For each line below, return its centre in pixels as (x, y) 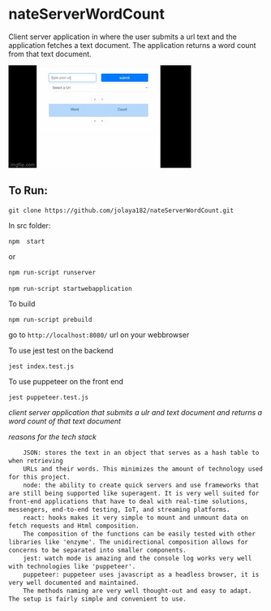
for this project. (39, 477)
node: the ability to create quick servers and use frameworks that (141, 485)
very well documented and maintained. (74, 583)
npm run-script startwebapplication (70, 288)
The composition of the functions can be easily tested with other (139, 534)
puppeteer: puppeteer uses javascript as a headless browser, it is (141, 574)
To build (22, 303)
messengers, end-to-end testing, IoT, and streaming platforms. (119, 509)
